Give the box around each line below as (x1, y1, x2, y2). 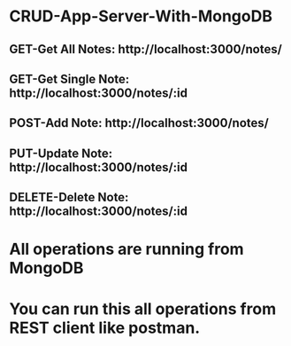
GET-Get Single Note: (9, 71, 130, 86)
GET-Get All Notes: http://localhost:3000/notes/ (9, 42, 283, 57)
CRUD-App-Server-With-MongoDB (9, 6, 272, 27)
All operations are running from (9, 240, 245, 259)
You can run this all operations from (9, 299, 277, 318)
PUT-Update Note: (9, 145, 113, 161)
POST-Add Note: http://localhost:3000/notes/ (9, 115, 270, 130)
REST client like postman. (9, 318, 201, 338)
